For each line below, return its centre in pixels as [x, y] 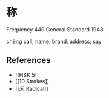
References [28, 60]
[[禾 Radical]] [31, 88]
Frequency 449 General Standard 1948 [55, 29]
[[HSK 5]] [27, 75]
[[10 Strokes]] [32, 81]
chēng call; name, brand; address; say [54, 41]
